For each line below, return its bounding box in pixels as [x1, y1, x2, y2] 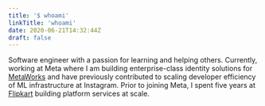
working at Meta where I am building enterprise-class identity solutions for [8, 64, 253, 74]
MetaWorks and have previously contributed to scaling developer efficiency [8, 72, 256, 81]
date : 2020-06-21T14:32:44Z [8, 26, 102, 34]
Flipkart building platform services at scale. [8, 89, 150, 99]
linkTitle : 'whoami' [8, 19, 77, 27]
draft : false [8, 33, 52, 42]
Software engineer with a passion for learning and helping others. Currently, [8, 55, 258, 65]
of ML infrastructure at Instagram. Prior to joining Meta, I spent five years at [8, 81, 256, 90]
